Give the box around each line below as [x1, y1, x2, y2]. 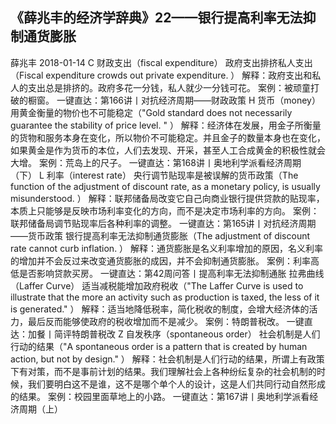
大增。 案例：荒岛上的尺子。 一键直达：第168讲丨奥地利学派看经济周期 [10, 156, 302, 168]
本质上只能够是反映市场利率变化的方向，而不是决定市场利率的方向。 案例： [10, 204, 320, 217]
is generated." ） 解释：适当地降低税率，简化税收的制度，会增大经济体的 [10, 303, 310, 315]
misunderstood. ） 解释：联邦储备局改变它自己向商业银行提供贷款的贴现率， [10, 192, 325, 204]
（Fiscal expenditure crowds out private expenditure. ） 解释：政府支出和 [10, 69, 313, 81]
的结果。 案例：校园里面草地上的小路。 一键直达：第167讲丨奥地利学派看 [10, 390, 310, 402]
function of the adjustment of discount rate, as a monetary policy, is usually [10, 180, 321, 192]
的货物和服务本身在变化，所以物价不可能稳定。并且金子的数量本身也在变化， [10, 131, 326, 143]
